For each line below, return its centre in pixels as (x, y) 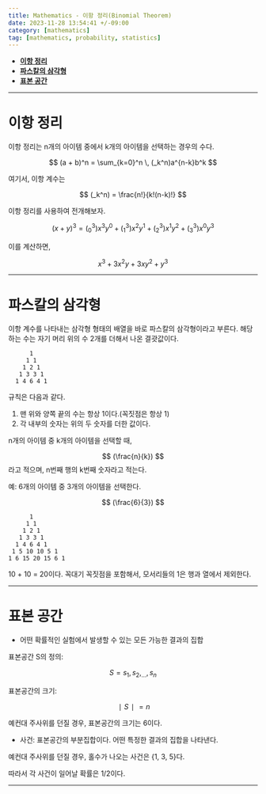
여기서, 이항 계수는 (37, 179)
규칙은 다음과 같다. (37, 397)
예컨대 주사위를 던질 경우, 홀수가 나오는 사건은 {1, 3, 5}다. (97, 756)
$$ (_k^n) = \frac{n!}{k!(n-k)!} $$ (133, 195)
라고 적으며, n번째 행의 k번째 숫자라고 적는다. (78, 470)
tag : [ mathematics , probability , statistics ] (84, 38)
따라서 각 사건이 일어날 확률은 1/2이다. (67, 773)
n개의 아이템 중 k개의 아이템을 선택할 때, (70, 441)
